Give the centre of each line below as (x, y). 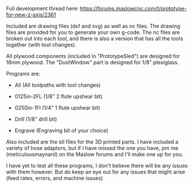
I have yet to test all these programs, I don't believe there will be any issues (97, 166)
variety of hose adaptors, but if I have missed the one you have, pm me (92, 148)
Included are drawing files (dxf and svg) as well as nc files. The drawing (93, 26)
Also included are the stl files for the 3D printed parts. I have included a (92, 142)
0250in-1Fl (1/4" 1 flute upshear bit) (57, 108)
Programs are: (23, 74)
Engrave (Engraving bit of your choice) (61, 130)
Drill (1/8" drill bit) (36, 119)
